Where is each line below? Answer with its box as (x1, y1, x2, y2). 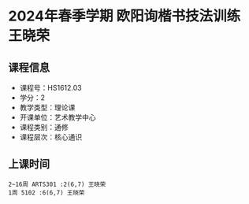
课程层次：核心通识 (19, 132, 83, 142)
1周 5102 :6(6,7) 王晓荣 (8, 188, 85, 197)
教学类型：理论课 (19, 103, 76, 112)
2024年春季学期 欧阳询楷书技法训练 (8, 7, 241, 25)
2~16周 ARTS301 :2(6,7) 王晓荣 (8, 180, 106, 188)
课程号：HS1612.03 (19, 83, 82, 92)
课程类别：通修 (19, 123, 69, 132)
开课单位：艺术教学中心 (19, 113, 96, 122)
